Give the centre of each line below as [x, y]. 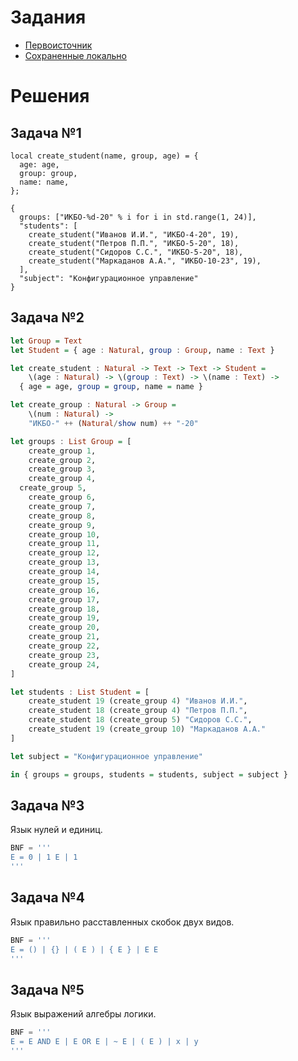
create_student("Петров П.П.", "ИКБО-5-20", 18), [134, 243]
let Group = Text [46, 341]
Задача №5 [47, 989]
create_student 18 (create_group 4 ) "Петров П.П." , [138, 711]
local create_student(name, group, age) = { [104, 156]
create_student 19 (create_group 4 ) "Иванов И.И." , [138, 701]
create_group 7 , [62, 506]
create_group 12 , [64, 553]
